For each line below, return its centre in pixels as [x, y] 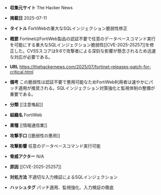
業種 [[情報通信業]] [29, 125]
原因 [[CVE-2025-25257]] [36, 167]
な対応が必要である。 [31, 57]
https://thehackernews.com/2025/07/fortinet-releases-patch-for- [85, 67]
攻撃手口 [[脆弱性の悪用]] [35, 136]
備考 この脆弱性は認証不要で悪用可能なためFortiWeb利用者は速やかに [79, 82]
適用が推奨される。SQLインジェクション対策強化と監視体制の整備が [87, 88]
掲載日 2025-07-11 [28, 18]
